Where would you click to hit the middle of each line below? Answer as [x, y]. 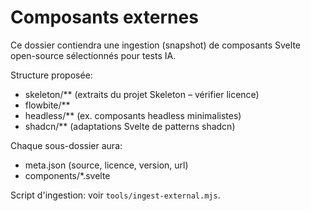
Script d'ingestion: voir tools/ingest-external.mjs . [115, 195]
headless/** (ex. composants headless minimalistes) [133, 115]
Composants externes [104, 17]
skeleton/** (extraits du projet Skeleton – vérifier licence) [142, 94]
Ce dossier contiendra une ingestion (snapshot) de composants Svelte [155, 45]
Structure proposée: [51, 75]
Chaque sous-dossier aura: [66, 145]
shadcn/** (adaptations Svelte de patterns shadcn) [130, 126]
